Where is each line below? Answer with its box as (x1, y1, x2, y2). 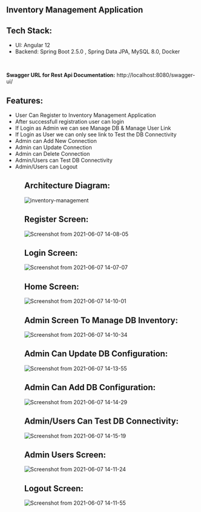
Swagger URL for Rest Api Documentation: (6, 71, 116, 79)
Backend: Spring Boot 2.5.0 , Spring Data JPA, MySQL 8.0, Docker (15, 48, 180, 55)
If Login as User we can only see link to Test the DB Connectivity (15, 131, 177, 138)
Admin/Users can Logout (15, 163, 77, 170)
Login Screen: (24, 248, 78, 258)
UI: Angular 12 (15, 42, 50, 49)
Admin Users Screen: (24, 450, 107, 460)
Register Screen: (24, 214, 89, 225)
